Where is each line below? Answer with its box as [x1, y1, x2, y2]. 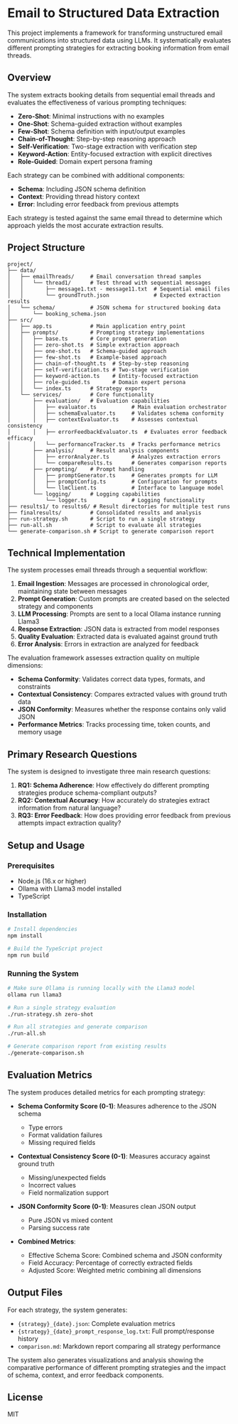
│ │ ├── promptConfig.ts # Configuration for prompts [7, 478, 218, 485]
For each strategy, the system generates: [7, 1305, 128, 1314]
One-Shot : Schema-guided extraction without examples [17, 119, 183, 128]
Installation [7, 909, 48, 919]
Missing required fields [28, 1138, 96, 1146]
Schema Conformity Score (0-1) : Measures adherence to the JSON [17, 1102, 217, 1110]
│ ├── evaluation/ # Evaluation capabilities [7, 397, 171, 404]
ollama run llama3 [7, 991, 62, 999]
